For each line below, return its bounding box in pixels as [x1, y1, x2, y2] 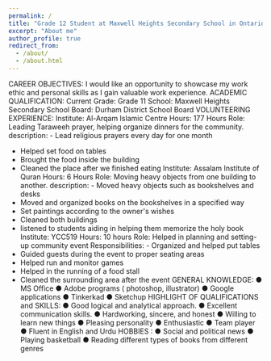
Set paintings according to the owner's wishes [19, 206, 175, 216]
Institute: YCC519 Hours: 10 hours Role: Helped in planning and [19, 232, 230, 241]
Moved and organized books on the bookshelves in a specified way [19, 197, 244, 207]
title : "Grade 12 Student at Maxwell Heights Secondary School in [8, 19, 236, 27]
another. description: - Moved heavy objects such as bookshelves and [19, 180, 254, 190]
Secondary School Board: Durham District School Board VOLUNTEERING [8, 104, 251, 114]
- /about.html [15, 57, 63, 65]
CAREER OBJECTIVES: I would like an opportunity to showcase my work [8, 78, 248, 89]
